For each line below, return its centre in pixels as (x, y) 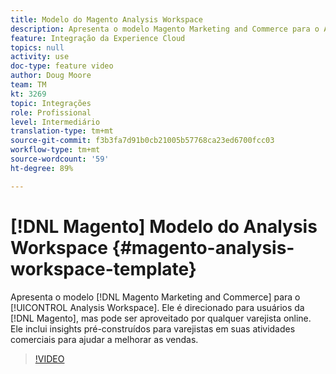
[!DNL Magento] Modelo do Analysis (164, 226)
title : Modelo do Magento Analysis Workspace (106, 19)
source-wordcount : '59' (60, 159)
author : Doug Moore (51, 76)
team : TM (28, 85)
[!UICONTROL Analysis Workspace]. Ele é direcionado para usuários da (157, 307)
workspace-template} (103, 268)
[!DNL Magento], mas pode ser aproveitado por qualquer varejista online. (161, 318)
